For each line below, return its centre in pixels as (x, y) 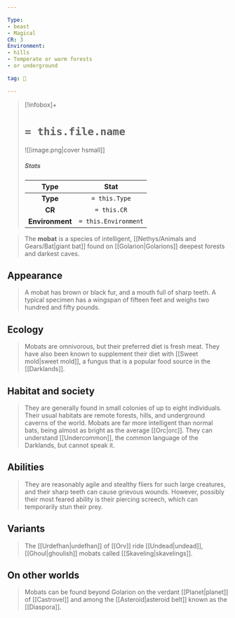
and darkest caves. (52, 253)
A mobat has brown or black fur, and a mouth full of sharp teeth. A (120, 292)
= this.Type (111, 198)
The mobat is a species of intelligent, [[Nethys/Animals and (110, 238)
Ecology (26, 329)
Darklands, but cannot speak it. (69, 445)
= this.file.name (75, 131)
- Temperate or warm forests (50, 59)
